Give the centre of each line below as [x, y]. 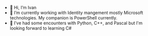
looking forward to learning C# [41, 28]
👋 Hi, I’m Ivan [23, 8]
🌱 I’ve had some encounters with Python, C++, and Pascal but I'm [76, 23]
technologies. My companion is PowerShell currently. [63, 18]
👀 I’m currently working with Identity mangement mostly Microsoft [76, 13]
